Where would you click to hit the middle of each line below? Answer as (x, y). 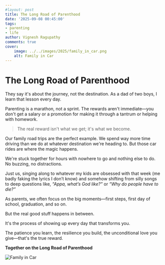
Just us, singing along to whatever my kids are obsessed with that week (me (83, 173)
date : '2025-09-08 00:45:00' (35, 19)
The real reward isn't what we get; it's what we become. (74, 129)
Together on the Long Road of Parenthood (49, 248)
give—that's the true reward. (34, 238)
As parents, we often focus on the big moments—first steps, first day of (78, 199)
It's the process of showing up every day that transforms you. (68, 223)
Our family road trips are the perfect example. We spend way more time (78, 139)
